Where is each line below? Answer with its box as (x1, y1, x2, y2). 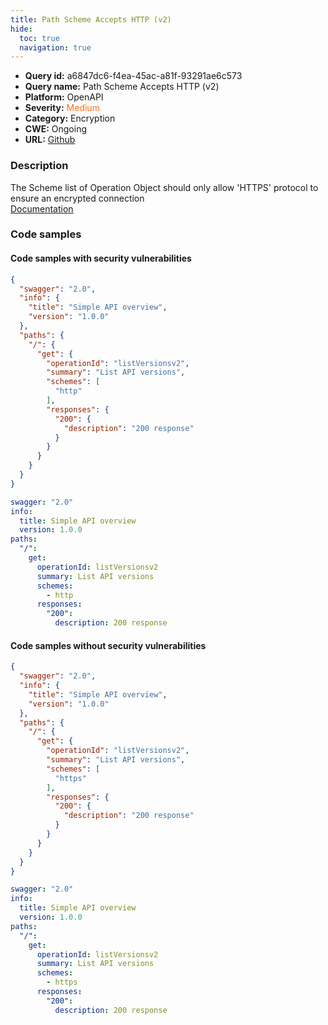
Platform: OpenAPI (24, 91, 104, 103)
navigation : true (19, 42, 92, 53)
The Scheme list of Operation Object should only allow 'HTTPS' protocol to (10, 181, 319, 193)
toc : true (19, 33, 60, 43)
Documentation (10, 202, 74, 215)
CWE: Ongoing (24, 123, 88, 135)
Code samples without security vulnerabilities (10, 639, 207, 651)
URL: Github (24, 134, 76, 146)
